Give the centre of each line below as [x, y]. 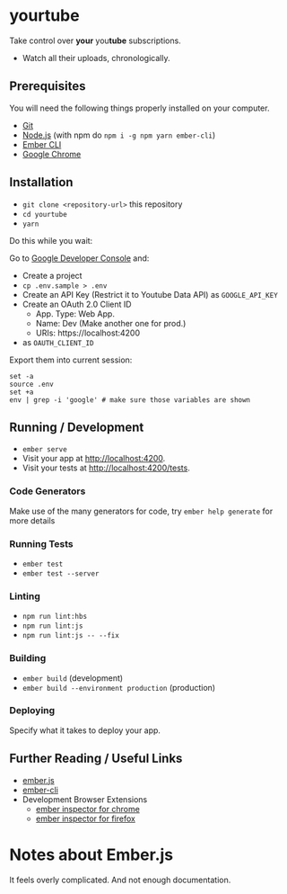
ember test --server [61, 573]
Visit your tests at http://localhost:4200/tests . [106, 468]
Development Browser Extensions [85, 799]
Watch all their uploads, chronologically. [96, 58]
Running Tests [41, 543]
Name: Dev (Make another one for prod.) [111, 323]
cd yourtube [44, 214]
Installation [41, 182]
